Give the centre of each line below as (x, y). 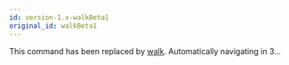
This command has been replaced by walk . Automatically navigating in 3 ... (145, 51)
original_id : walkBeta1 (53, 26)
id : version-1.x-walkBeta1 (59, 17)
